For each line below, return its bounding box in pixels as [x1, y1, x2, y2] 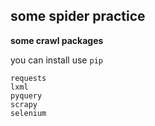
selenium [10, 108, 47, 118]
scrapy [10, 99, 38, 109]
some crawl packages [10, 34, 104, 46]
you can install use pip [10, 54, 103, 66]
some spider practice [10, 8, 146, 25]
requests [10, 73, 47, 83]
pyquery [10, 90, 43, 101]
